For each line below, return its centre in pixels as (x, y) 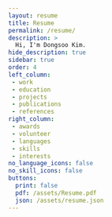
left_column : (30, 75)
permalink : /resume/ (42, 30)
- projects (29, 97)
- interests (31, 156)
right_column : (32, 119)
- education (31, 89)
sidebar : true (32, 60)
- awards (26, 126)
